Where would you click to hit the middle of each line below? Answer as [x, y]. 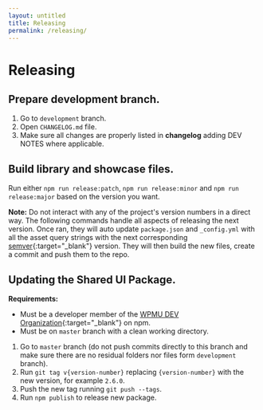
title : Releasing [37, 23]
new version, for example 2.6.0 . [72, 380]
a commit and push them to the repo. [69, 254]
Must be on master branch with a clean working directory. [114, 331]
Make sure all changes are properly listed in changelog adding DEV [131, 136]
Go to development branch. [63, 118]
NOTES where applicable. [62, 144]
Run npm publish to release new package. [88, 397]
